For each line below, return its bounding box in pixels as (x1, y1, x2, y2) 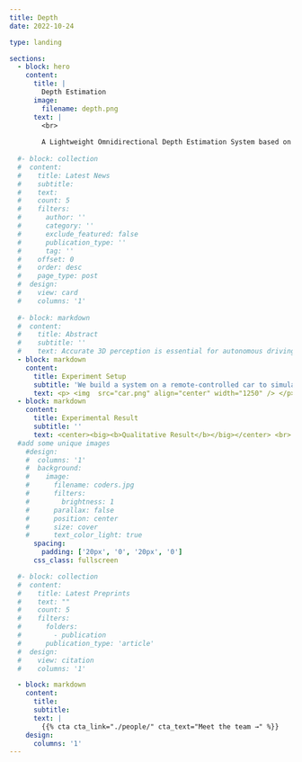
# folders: (17, 623, 78, 632)
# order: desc (17, 263, 83, 273)
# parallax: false (25, 506, 115, 515)
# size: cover (25, 523, 99, 532)
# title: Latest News (17, 171, 111, 180)
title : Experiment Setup (32, 372, 127, 381)
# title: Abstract (17, 330, 99, 339)
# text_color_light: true (25, 531, 143, 540)
